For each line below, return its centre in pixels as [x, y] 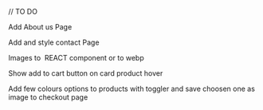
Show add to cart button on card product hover [86, 73]
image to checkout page [48, 97]
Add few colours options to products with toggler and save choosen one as [131, 88]
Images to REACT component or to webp [77, 58]
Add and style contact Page [54, 42]
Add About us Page [40, 27]
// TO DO [23, 12]
